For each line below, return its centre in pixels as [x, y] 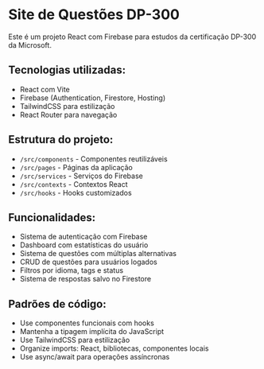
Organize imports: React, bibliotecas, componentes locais [114, 348]
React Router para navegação [68, 115]
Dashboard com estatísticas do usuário [84, 245]
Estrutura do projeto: [61, 140]
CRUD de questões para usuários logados [88, 262]
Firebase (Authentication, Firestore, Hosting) [92, 98]
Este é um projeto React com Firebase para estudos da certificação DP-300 [132, 37]
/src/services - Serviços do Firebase [81, 176]
